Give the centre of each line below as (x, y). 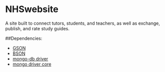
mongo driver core (32, 64)
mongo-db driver (30, 58)
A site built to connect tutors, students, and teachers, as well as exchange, (83, 23)
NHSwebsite (32, 9)
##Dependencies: (24, 38)
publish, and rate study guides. (37, 28)
